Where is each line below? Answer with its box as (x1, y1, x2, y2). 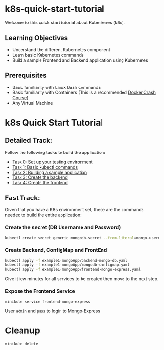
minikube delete (5, 341, 38, 346)
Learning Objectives (5, 34, 68, 42)
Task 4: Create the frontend (12, 179, 68, 185)
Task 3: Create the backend (12, 175, 68, 180)
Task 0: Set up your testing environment (12, 159, 93, 165)
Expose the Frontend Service (5, 288, 76, 295)
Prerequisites (5, 71, 47, 80)
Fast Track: (5, 194, 40, 202)
